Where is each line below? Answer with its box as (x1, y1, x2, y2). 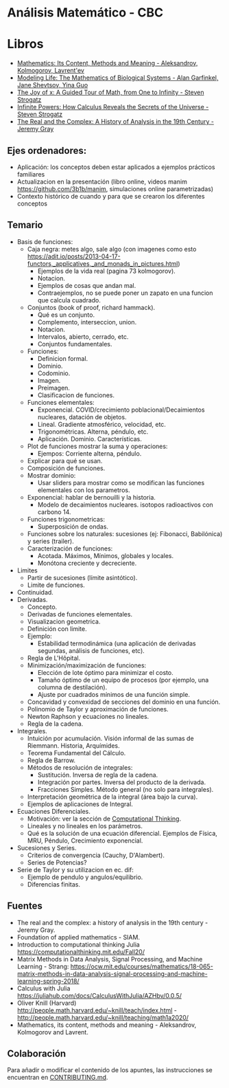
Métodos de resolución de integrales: (27, 763, 133, 771)
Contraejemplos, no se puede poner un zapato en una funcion (37, 289, 214, 297)
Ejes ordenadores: (7, 144, 87, 156)
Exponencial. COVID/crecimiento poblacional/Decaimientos (37, 406, 205, 414)
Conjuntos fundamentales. (37, 340, 112, 348)
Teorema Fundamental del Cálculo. (27, 748, 126, 757)
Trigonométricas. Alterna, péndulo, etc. (37, 428, 149, 436)
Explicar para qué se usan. (27, 456, 103, 465)
